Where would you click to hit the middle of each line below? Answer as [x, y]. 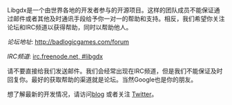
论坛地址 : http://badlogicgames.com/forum [68, 42]
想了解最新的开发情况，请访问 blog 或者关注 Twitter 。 [83, 94]
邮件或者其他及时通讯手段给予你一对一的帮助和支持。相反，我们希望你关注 [119, 19]
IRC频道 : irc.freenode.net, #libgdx [55, 56]
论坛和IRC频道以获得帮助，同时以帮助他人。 [70, 27]
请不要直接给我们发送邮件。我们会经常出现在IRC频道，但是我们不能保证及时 [115, 71]
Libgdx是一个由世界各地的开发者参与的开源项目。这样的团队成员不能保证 [110, 10]
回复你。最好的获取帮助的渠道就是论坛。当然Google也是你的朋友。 [102, 80]
